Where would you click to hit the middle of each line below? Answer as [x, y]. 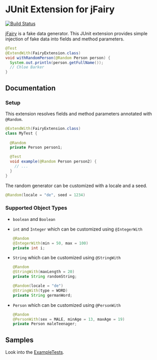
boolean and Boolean [34, 219]
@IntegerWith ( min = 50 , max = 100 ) [50, 243]
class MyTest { [21, 133]
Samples [20, 340]
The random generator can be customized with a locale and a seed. [76, 186]
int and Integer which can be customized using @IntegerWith [77, 229]
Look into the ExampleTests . [35, 352]
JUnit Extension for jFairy [60, 9]
